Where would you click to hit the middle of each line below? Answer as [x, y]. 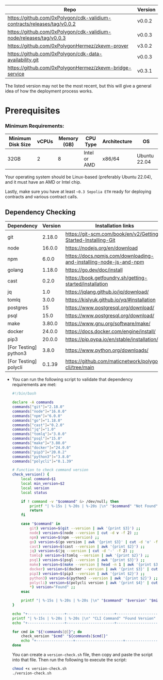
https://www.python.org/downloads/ [107, 350]
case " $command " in [41, 524]
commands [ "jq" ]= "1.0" [34, 430]
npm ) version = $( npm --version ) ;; [65, 537]
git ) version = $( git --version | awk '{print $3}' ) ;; [85, 529]
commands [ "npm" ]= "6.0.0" [37, 416]
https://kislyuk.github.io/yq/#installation [111, 300]
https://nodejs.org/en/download [102, 248]
